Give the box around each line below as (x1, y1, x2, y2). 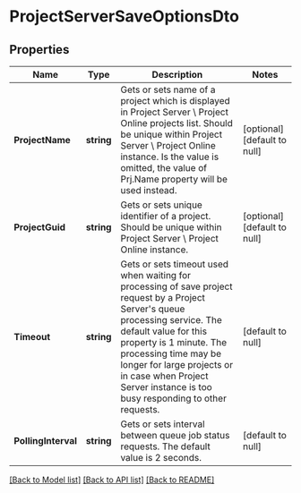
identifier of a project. (120, 210, 211, 222)
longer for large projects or (120, 359, 234, 370)
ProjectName (13, 134, 72, 146)
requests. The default (120, 440, 211, 453)
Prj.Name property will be (120, 173, 228, 185)
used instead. (120, 184, 177, 196)
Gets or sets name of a (120, 83, 216, 96)
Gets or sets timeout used (120, 258, 229, 270)
